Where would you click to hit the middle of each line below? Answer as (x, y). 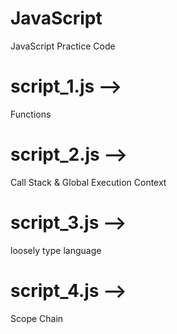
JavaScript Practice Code (63, 46)
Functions (31, 114)
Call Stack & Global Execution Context (88, 182)
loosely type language (56, 250)
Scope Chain (37, 318)
